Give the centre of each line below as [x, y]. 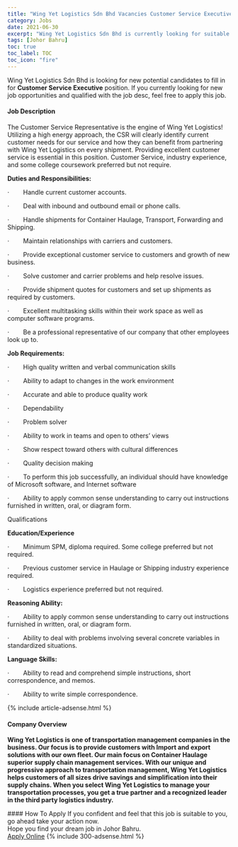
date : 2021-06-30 [33, 27]
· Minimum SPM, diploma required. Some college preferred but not [110, 547]
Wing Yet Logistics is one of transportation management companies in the [119, 740]
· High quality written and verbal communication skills [91, 367]
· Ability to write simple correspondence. [73, 694]
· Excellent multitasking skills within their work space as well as [105, 311]
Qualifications [28, 519]
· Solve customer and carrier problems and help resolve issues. [106, 275]
